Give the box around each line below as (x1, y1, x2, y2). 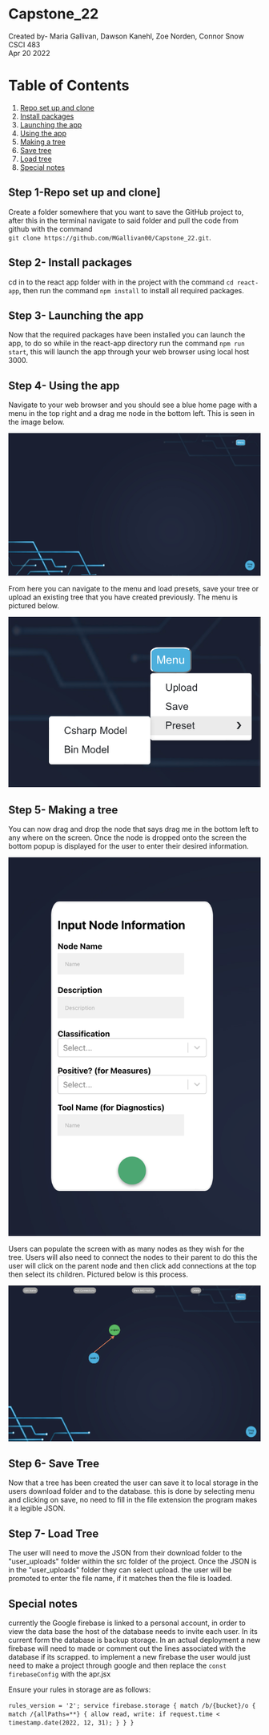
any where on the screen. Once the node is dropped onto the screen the (8, 833, 247, 842)
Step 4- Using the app (8, 378, 120, 393)
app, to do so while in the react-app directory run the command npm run (8, 338, 246, 349)
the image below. (8, 418, 65, 427)
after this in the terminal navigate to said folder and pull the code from (8, 216, 239, 225)
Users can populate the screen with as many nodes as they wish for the (8, 1244, 245, 1253)
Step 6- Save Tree (8, 1456, 100, 1471)
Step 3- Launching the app (8, 309, 144, 322)
